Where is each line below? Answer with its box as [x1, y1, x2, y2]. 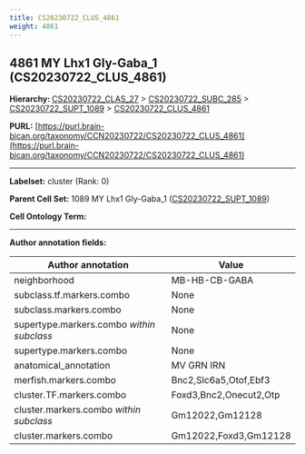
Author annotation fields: [9, 237, 107, 248]
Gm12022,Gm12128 [171, 410, 263, 422]
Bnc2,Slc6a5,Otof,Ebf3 [171, 374, 271, 387]
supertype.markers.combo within [14, 319, 156, 331]
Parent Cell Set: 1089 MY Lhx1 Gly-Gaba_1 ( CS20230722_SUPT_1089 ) [9, 193, 271, 204]
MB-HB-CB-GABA [171, 274, 254, 287]
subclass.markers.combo [14, 303, 122, 316]
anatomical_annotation [14, 360, 111, 372]
